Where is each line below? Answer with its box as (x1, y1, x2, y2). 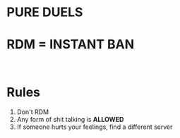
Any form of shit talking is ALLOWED (16, 115, 124, 124)
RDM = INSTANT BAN (6, 37, 135, 53)
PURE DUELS (6, 4, 83, 20)
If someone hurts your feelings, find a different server (16, 123, 173, 131)
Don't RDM (16, 108, 49, 116)
